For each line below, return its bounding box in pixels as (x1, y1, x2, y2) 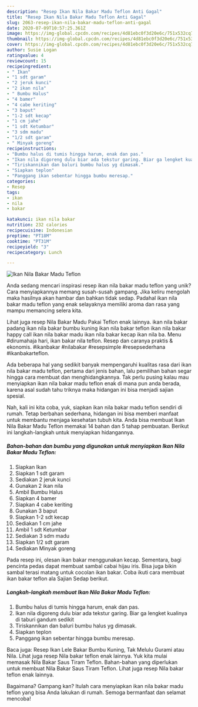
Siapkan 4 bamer (15, 495, 57, 502)
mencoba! (6, 695, 31, 702)
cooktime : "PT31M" (6, 238, 52, 245)
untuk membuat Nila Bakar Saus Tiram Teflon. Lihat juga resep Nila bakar (6, 665, 184, 672)
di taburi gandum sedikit (15, 616, 74, 623)
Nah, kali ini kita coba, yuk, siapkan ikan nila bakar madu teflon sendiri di (6, 404, 183, 411)
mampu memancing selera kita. (6, 307, 83, 314)
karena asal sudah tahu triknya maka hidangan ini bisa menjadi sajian (6, 386, 174, 394)
